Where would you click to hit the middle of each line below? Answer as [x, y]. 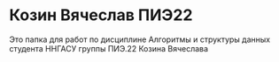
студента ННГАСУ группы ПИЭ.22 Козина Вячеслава [109, 48]
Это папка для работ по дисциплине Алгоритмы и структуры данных [140, 39]
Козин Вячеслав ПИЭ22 [101, 15]
